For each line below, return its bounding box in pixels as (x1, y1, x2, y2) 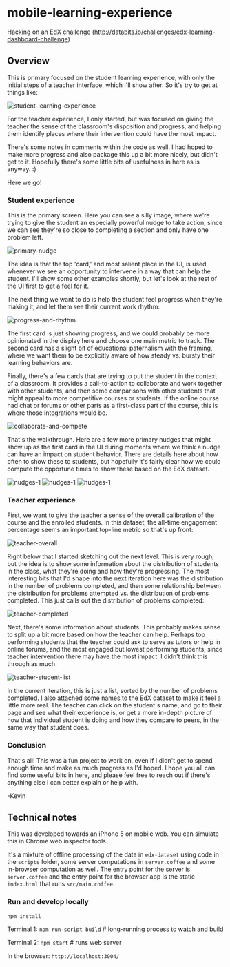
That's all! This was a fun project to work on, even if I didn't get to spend (7, 756, 213, 764)
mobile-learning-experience (7, 5, 174, 21)
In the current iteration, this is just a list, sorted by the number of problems (7, 687, 218, 695)
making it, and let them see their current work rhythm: (7, 302, 160, 311)
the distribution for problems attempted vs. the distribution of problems (7, 589, 209, 598)
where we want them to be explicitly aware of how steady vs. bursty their (7, 351, 216, 360)
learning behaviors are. (7, 359, 73, 367)
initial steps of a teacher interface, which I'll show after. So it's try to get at (7, 81, 218, 89)
